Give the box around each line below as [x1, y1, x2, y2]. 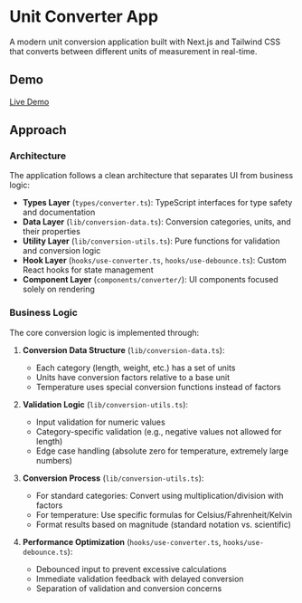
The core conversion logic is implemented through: [9, 327, 200, 338]
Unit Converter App [9, 6, 159, 27]
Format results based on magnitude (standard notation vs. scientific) [35, 519, 292, 530]
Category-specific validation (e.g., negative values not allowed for [35, 426, 282, 436]
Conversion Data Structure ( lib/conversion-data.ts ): [22, 344, 225, 355]
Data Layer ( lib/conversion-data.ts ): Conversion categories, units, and [22, 216, 291, 227]
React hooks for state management [22, 264, 154, 275]
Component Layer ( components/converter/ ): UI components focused [22, 274, 278, 285]
